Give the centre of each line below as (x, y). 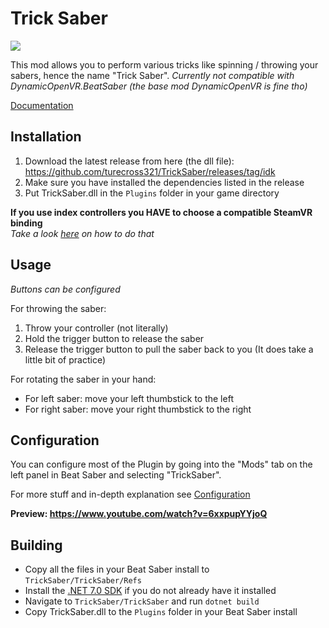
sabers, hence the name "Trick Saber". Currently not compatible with (152, 75)
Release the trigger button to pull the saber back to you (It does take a (169, 349)
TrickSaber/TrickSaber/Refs (83, 581)
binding (26, 223)
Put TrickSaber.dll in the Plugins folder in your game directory (152, 193)
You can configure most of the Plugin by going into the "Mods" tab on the (161, 464)
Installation (46, 137)
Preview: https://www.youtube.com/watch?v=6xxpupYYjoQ (139, 514)
